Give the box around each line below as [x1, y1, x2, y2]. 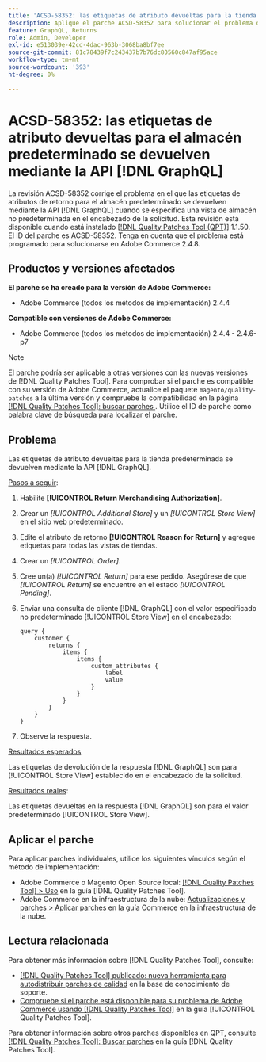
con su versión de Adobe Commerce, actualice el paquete [8, 385, 198, 395]
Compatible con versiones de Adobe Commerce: [8, 314, 172, 323]
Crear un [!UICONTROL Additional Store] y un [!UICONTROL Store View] [19, 509, 256, 518]
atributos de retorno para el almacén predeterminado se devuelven [8, 197, 227, 206]
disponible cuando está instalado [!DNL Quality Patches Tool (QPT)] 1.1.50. [8, 222, 251, 231]
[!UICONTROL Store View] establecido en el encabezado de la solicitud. [8, 770, 243, 781]
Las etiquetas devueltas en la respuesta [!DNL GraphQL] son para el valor [8, 801, 249, 811]
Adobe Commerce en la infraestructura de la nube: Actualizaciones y [19, 895, 245, 903]
